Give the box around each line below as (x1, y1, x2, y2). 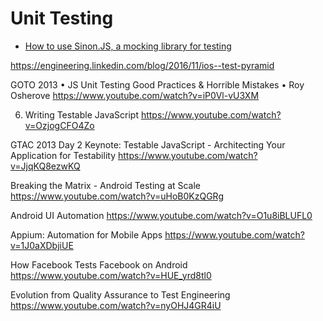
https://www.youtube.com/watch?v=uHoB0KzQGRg (10, 190, 225, 202)
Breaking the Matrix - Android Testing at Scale (10, 179, 202, 191)
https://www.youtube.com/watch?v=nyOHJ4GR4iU (10, 299, 222, 311)
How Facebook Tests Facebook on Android (10, 258, 188, 271)
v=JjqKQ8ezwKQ (10, 160, 81, 172)
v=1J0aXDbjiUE (10, 239, 74, 251)
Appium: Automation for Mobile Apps (10, 228, 163, 241)
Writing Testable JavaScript (24, 108, 139, 121)
